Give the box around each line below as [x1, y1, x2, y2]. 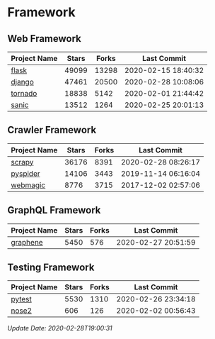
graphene [11, 237, 44, 247]
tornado [11, 89, 37, 98]
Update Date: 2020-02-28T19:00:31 [7, 324, 112, 333]
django [11, 77, 34, 87]
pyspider [11, 168, 40, 178]
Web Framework [7, 33, 81, 45]
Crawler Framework [7, 124, 97, 136]
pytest [11, 294, 32, 304]
